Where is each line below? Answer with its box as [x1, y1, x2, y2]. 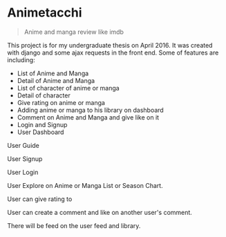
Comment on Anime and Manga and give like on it [17, 113, 160, 122]
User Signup [7, 154, 43, 163]
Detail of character [17, 91, 70, 99]
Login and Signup [17, 120, 68, 129]
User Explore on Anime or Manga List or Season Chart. [7, 181, 164, 189]
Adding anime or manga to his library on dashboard [17, 106, 164, 114]
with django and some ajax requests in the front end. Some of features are [7, 48, 219, 57]
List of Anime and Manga [17, 69, 89, 77]
